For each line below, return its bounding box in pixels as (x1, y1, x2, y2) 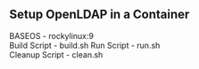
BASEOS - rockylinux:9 (9, 30, 94, 41)
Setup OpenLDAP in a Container (9, 7, 190, 22)
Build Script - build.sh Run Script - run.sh (9, 40, 161, 50)
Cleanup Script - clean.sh (9, 49, 104, 60)
